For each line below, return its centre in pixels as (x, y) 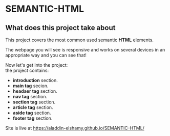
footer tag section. (33, 118)
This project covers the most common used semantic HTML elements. (79, 40)
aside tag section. (32, 113)
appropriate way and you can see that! (46, 55)
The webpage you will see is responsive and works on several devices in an (85, 50)
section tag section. (34, 102)
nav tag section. (30, 97)
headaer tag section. (35, 91)
